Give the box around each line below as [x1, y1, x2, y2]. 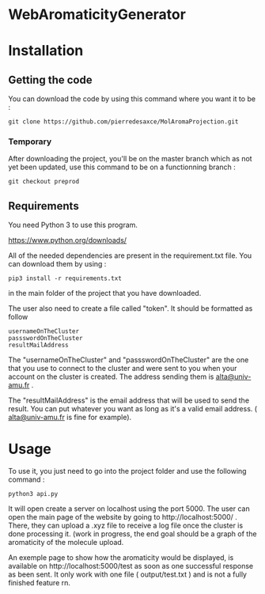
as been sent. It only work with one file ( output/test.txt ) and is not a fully [8, 569, 248, 579]
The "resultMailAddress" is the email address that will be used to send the [8, 395, 250, 405]
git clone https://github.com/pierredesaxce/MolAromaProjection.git [8, 118, 239, 126]
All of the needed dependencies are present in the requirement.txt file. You [8, 251, 252, 260]
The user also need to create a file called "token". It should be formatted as [8, 304, 253, 313]
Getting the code [8, 73, 93, 86]
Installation [8, 42, 84, 60]
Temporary [8, 136, 52, 147]
